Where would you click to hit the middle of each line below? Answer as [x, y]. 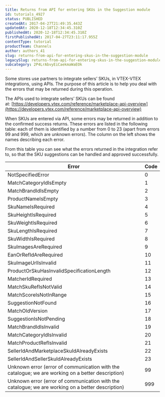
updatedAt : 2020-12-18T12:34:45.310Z [44, 28]
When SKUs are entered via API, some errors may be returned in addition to [82, 119]
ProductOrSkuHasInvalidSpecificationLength [59, 271]
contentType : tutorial [28, 42]
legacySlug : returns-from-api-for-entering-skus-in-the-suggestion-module [83, 60]
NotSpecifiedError [28, 175]
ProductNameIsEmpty [33, 199]
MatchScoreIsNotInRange [37, 295]
